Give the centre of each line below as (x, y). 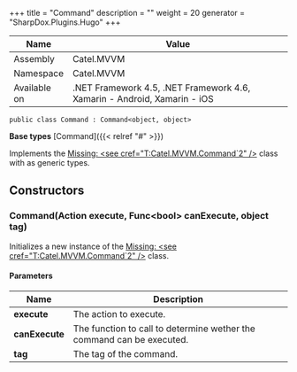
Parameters (31, 276)
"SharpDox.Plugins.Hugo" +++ (65, 22)
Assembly (34, 59)
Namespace (39, 73)
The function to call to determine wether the (164, 329)
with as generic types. (49, 163)
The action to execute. (119, 314)
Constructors (47, 191)
